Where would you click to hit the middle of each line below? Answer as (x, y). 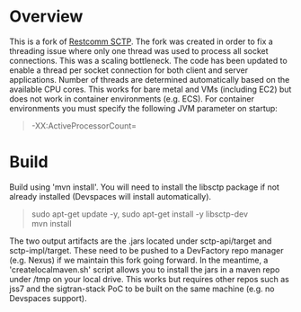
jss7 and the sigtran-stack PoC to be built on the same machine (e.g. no (142, 289)
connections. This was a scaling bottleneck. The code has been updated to (148, 60)
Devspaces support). (48, 298)
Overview (46, 17)
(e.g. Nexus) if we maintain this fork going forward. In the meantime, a (139, 260)
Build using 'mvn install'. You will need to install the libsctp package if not (145, 187)
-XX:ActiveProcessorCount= (84, 125)
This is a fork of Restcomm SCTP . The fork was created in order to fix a (142, 41)
